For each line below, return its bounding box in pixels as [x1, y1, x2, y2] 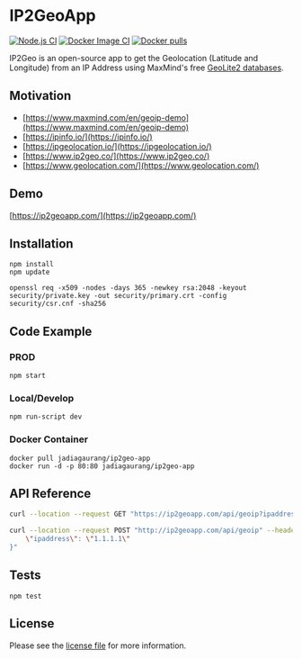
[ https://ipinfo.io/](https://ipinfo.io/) [22, 131, 153, 142]
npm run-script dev [9, 412, 83, 421]
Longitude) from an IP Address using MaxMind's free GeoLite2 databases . [9, 62, 285, 73]
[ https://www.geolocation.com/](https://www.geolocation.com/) [22, 159, 260, 171]
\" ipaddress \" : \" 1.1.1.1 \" [25, 535, 130, 544]
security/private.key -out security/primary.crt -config [9, 292, 227, 301]
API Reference [9, 486, 92, 501]
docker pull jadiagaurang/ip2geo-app [9, 454, 151, 463]
